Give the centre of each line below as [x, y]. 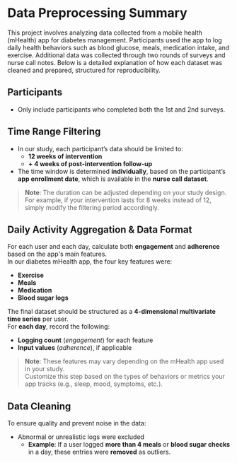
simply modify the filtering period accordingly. [92, 207]
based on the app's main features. [57, 254]
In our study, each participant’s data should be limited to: [100, 148]
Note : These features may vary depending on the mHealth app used [124, 361]
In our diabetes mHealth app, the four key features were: [90, 262]
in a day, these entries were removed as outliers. [99, 452]
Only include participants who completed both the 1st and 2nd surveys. [121, 109]
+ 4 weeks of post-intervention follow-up [90, 163]
